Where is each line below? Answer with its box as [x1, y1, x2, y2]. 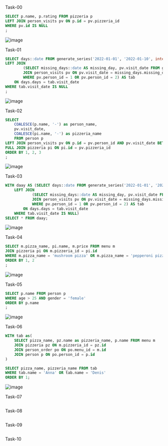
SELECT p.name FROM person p [5, 291, 66, 296]
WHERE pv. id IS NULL [5, 23, 48, 28]
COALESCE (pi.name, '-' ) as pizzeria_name [14, 131, 101, 137]
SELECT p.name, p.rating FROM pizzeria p [5, 14, 93, 19]
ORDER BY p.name [5, 300, 39, 305]
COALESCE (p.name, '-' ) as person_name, [14, 122, 97, 127]
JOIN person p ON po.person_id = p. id [14, 352, 95, 357]
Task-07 [5, 394, 22, 400]
